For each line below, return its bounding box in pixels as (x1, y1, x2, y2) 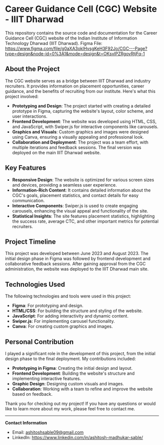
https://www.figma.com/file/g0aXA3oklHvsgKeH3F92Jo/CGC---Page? (5, 45, 147, 51)
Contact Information (5, 420, 47, 425)
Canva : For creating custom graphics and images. (12, 323, 113, 329)
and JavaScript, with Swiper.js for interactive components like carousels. (12, 124, 159, 129)
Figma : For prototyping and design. (12, 303, 84, 309)
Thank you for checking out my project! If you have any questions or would (5, 401, 156, 406)
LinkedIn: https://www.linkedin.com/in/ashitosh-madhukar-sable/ (12, 435, 143, 440)
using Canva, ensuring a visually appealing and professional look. (12, 134, 144, 140)
